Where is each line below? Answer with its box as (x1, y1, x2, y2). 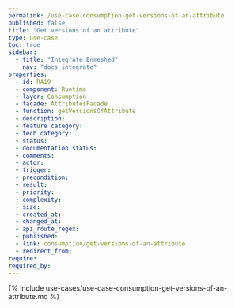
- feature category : (15, 122, 83, 130)
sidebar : (8, 48, 37, 56)
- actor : (15, 159, 44, 167)
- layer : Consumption (15, 93, 87, 101)
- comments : (15, 151, 55, 159)
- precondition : (15, 173, 69, 182)
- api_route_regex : (15, 225, 80, 234)
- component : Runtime (15, 85, 87, 93)
